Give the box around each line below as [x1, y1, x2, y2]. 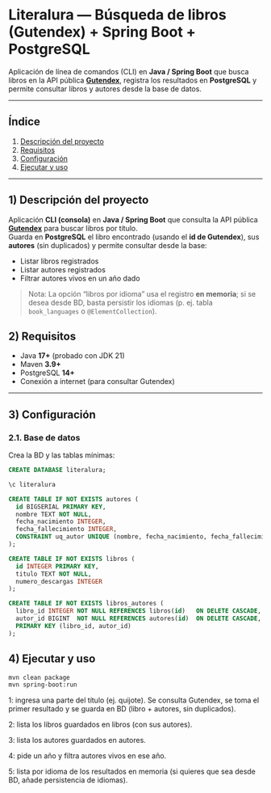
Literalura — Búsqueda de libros [8, 6, 227, 24]
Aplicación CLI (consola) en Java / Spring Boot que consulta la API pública [8, 214, 258, 224]
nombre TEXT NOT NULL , [15, 510, 92, 518]
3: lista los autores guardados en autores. [8, 736, 147, 745]
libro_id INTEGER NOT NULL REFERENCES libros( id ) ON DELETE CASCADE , [15, 607, 262, 615]
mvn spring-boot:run [8, 681, 78, 689]
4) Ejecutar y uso [8, 652, 96, 666]
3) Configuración [8, 407, 96, 421]
